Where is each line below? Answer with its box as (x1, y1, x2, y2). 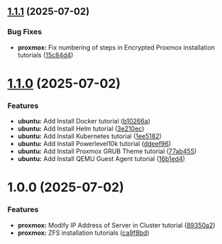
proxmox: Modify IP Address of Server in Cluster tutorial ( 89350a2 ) (17, 221, 216, 229)
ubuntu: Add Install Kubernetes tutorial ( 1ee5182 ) (17, 132, 162, 140)
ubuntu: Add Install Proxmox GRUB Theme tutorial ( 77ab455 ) (17, 147, 197, 155)
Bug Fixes (7, 27, 43, 37)
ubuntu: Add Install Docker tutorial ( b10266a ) (17, 117, 151, 126)
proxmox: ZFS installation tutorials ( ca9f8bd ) (17, 228, 150, 237)
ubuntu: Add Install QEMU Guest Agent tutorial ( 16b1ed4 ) (17, 155, 186, 163)
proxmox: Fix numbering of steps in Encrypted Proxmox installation (17, 43, 215, 52)
